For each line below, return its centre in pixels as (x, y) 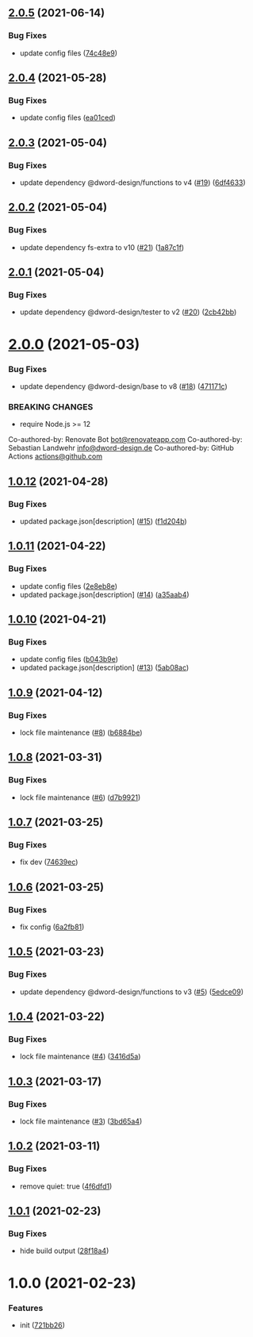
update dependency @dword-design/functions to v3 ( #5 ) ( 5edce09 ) (132, 992)
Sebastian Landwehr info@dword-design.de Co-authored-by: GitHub (121, 448)
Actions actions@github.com (56, 456)
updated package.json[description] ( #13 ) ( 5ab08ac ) (104, 668)
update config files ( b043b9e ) (69, 659)
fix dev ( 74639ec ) (49, 862)
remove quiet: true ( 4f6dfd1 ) (66, 1186)
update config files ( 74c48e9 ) (68, 53)
